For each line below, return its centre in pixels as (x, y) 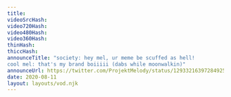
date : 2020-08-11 (32, 77)
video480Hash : (27, 32)
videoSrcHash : (27, 20)
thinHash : (21, 45)
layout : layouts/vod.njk (43, 83)
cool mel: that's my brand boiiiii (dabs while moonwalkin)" (97, 64)
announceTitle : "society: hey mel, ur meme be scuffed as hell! (101, 58)
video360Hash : (27, 39)
